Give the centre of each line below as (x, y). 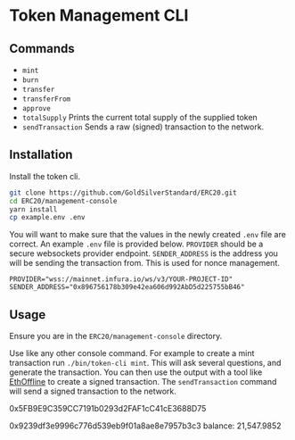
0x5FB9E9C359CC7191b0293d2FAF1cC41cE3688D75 (108, 409)
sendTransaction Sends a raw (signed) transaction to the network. (143, 127)
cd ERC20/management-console (63, 201)
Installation (41, 155)
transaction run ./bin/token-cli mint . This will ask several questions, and (145, 363)
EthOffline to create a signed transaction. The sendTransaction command (143, 382)
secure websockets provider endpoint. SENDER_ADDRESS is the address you (144, 253)
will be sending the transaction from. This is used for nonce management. (145, 263)
